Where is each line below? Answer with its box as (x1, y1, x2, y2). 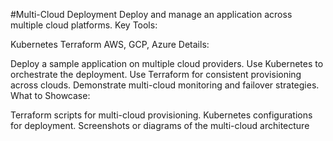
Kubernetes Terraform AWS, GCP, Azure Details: (10, 39, 210, 50)
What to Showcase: (10, 90, 91, 101)
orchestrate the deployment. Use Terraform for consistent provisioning (10, 69, 302, 80)
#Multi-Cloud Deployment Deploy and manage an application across (10, 9, 293, 20)
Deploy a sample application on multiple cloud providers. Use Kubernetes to (10, 58, 324, 69)
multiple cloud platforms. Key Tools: (10, 19, 158, 31)
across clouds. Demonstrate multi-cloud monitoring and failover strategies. (10, 79, 320, 91)
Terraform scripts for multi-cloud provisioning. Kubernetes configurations (10, 109, 313, 121)
